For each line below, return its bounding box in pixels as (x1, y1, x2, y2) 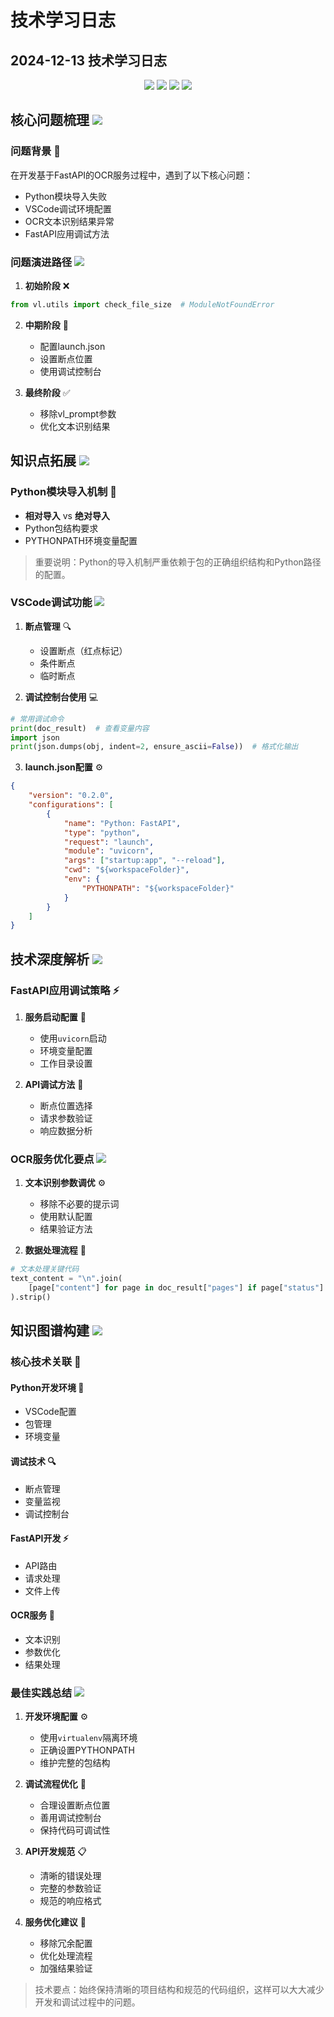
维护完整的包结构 (39, 1757, 111, 1769)
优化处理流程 (39, 1950, 93, 1962)
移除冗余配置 (39, 1937, 93, 1950)
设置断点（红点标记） (39, 644, 128, 656)
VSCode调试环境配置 (24, 202, 112, 215)
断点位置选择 (39, 1100, 93, 1112)
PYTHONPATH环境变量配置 (24, 534, 138, 546)
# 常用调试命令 (10, 714, 65, 724)
